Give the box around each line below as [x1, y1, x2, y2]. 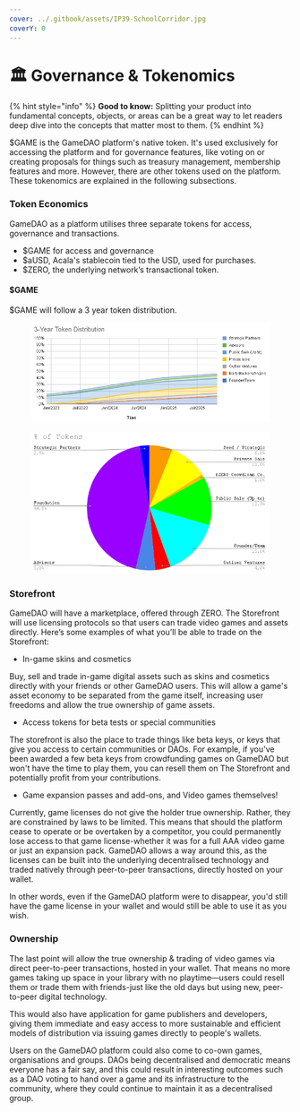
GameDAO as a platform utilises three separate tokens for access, [9, 218, 253, 228]
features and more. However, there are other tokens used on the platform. [9, 166, 282, 177]
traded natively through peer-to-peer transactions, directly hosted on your [9, 865, 284, 875]
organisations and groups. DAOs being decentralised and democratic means [9, 1054, 291, 1065]
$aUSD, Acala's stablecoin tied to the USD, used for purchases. [21, 254, 257, 265]
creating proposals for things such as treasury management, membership [9, 157, 281, 168]
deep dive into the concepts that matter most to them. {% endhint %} [9, 120, 264, 131]
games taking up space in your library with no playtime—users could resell [9, 972, 285, 983]
